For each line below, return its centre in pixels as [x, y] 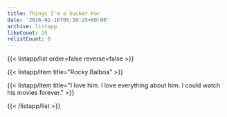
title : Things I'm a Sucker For [54, 13]
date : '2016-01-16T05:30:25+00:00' [58, 20]
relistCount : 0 [29, 39]
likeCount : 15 [28, 33]
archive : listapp [32, 26]
